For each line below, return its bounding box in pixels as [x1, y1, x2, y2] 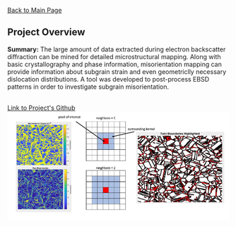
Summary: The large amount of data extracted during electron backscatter [7, 45, 226, 54]
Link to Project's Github [7, 103, 76, 112]
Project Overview [7, 26, 85, 38]
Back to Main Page [7, 6, 62, 14]
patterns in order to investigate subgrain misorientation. [7, 82, 170, 91]
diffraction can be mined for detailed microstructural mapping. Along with [7, 52, 221, 61]
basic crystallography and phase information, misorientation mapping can [7, 60, 223, 68]
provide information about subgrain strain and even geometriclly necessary [7, 67, 227, 76]
